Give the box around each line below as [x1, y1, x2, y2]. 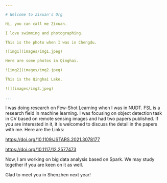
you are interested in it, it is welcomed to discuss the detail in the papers [5, 121, 157, 127]
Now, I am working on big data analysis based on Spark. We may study [5, 156, 155, 162]
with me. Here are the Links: [5, 126, 65, 132]
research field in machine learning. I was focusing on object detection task [5, 110, 162, 116]
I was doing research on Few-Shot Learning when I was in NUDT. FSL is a [5, 105, 160, 111]
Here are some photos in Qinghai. [5, 58, 79, 64]
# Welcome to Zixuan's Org [5, 12, 63, 17]
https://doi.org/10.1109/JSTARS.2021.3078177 [5, 136, 101, 143]
